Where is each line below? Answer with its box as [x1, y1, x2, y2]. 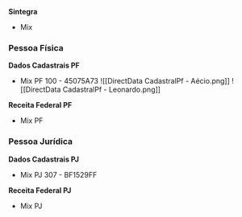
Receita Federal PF [8, 100, 73, 110]
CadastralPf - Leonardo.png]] [62, 84, 161, 95]
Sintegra [8, 7, 38, 16]
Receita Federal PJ [8, 185, 72, 195]
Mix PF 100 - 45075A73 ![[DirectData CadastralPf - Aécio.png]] [19, 76, 230, 86]
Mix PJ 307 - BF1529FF [19, 170, 98, 179]
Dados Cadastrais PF [8, 60, 81, 71]
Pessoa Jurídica [8, 136, 73, 147]
